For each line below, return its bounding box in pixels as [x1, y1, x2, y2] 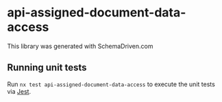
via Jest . [7, 87, 32, 95]
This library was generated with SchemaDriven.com [7, 42, 153, 50]
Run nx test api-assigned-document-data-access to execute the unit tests [7, 80, 216, 88]
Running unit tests [7, 62, 87, 73]
